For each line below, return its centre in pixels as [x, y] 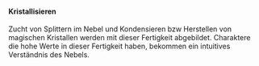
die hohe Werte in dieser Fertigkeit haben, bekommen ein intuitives [119, 46]
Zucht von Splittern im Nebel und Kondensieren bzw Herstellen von [120, 29]
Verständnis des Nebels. [49, 55]
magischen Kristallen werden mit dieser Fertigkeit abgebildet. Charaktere [129, 38]
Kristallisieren [32, 11]
